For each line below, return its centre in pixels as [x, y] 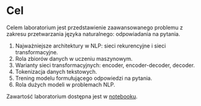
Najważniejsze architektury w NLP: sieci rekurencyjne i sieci [90, 46]
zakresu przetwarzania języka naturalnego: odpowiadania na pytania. [93, 34]
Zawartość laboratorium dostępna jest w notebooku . [72, 96]
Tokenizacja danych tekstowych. [56, 71]
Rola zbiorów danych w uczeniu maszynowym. [74, 58]
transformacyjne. [37, 52]
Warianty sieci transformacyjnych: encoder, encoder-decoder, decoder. [105, 65]
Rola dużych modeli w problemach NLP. [65, 84]
